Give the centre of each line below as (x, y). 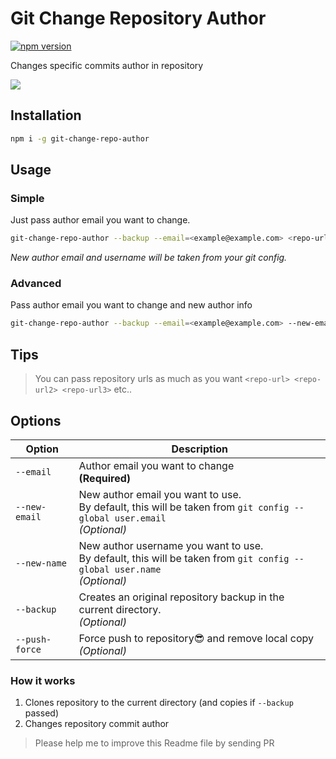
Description (199, 449)
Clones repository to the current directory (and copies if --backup (159, 703)
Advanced (36, 284)
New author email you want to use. (160, 494)
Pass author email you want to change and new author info (131, 305)
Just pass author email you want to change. (100, 220)
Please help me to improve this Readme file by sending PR (154, 743)
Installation (46, 115)
